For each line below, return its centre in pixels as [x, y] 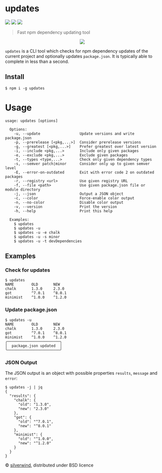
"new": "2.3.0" [34, 409]
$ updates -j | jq [24, 387]
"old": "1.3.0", [35, 404]
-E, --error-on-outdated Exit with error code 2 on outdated [84, 172]
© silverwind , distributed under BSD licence [49, 465]
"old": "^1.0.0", [36, 439]
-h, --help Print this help [63, 211]
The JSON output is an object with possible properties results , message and [81, 373]
